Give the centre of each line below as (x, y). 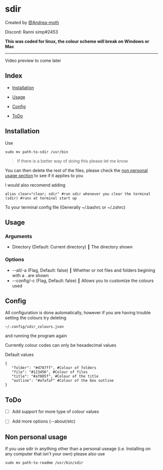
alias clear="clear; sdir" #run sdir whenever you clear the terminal (78, 194)
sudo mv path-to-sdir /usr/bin (37, 152)
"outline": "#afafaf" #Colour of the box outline (63, 381)
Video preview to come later (33, 60)
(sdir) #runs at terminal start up (41, 198)
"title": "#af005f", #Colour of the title (55, 376)
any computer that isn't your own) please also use (55, 454)
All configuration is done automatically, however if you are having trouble (78, 313)
